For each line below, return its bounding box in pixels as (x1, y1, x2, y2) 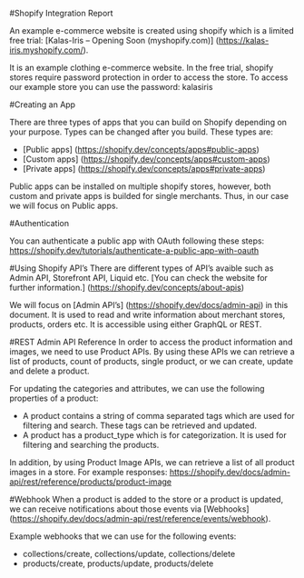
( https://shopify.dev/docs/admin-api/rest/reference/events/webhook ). (9, 513, 271, 523)
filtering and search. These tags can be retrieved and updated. (22, 420, 257, 431)
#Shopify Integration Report (9, 8, 113, 18)
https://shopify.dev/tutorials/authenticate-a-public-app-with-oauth (9, 245, 260, 255)
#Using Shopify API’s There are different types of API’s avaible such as (9, 263, 274, 274)
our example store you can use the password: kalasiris (9, 82, 213, 92)
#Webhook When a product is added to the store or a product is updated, (9, 494, 284, 504)
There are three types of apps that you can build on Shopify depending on (9, 117, 288, 127)
